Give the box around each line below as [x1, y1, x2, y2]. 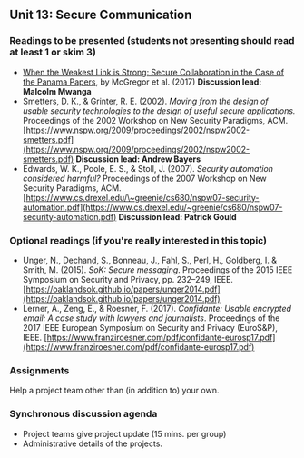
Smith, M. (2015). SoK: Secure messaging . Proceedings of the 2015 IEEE [22, 264, 293, 275]
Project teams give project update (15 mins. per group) [22, 428, 227, 439]
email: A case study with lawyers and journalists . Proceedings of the [22, 313, 280, 324]
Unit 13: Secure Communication [9, 7, 192, 23]
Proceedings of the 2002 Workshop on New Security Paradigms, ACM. [22, 114, 289, 125]
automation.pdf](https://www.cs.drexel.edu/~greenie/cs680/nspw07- [22, 202, 283, 213]
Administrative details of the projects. [22, 438, 163, 449]
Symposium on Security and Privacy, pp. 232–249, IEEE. [22, 274, 234, 284]
